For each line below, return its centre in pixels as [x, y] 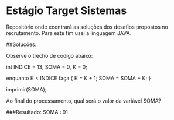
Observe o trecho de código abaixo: [50, 55]
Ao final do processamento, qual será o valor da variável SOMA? [83, 101]
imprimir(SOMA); [26, 89]
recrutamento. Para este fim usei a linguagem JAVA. [69, 33]
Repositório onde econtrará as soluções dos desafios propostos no [87, 27]
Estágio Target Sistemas [66, 11]
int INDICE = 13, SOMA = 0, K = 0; [47, 67]
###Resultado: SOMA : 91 [37, 112]
